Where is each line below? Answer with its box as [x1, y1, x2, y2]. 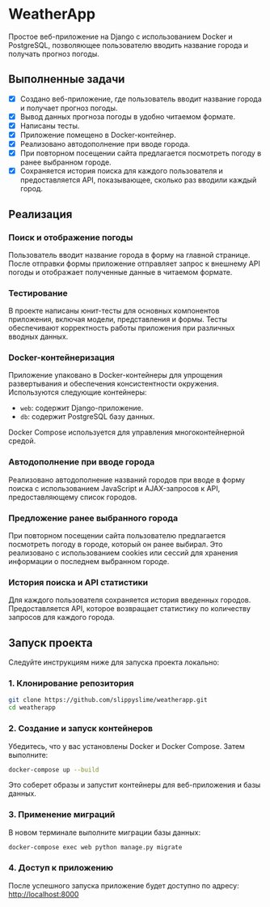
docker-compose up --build [8, 765, 99, 774]
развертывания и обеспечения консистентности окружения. [8, 379, 219, 389]
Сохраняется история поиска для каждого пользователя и [19, 166, 224, 176]
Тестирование [8, 287, 69, 298]
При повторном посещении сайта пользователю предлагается [8, 531, 226, 541]
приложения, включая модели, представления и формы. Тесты [8, 314, 228, 324]
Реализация [8, 207, 73, 221]
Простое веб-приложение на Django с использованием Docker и [8, 32, 233, 41]
